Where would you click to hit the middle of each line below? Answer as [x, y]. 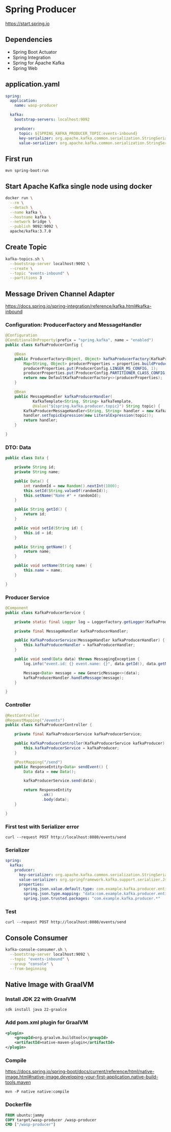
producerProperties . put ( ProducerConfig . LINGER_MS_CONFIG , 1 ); [91, 368]
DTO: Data [18, 447]
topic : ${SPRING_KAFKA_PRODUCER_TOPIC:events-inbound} [78, 133]
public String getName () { [43, 547]
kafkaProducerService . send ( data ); [60, 781]
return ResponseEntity [48, 790]
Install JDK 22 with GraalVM [41, 999]
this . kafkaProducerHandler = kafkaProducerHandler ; [80, 645]
